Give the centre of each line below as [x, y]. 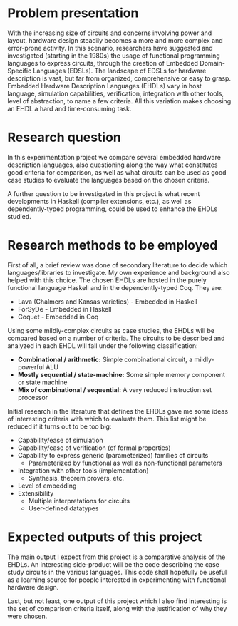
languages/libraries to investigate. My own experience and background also [119, 272]
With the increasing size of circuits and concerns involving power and [110, 33]
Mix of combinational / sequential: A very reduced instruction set [115, 389]
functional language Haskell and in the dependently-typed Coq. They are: [115, 287]
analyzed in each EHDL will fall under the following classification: [103, 345]
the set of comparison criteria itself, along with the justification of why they [117, 608]
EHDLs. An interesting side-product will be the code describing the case [113, 564]
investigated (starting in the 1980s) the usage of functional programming [114, 56]
